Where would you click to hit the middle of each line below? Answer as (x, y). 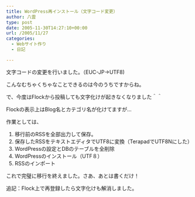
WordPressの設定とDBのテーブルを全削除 (65, 148)
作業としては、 (24, 122)
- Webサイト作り (29, 44)
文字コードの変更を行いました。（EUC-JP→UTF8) (65, 72)
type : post (19, 22)
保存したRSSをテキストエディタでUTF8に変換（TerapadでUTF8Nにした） (104, 141)
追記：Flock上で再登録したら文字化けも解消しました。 (72, 188)
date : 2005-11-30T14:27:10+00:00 (47, 28)
